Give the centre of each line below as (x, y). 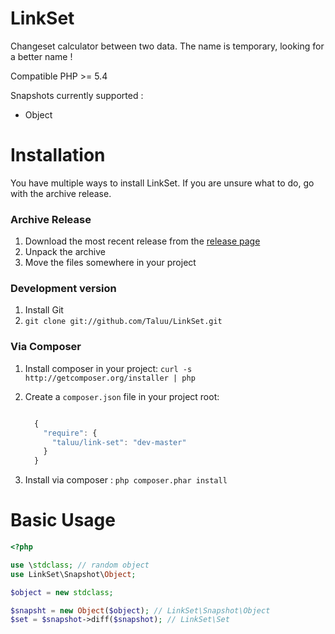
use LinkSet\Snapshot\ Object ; (73, 574)
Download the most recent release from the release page (142, 241)
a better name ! (41, 56)
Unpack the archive (65, 252)
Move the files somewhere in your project (110, 263)
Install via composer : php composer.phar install (126, 480)
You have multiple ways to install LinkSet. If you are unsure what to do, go (162, 183)
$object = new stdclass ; (62, 592)
